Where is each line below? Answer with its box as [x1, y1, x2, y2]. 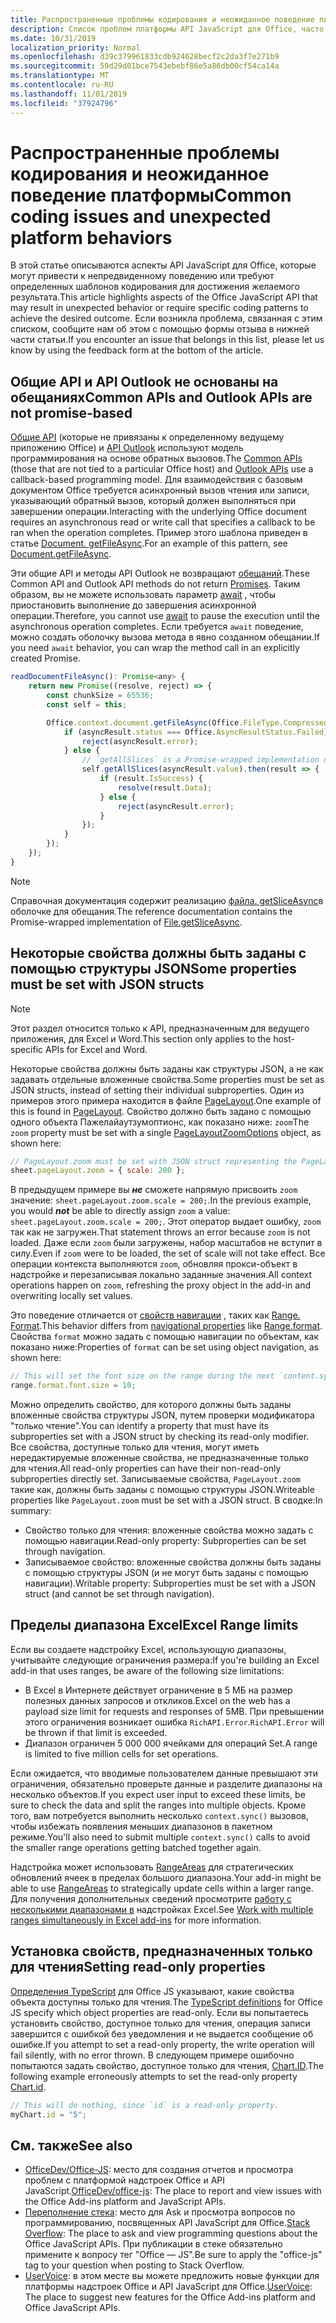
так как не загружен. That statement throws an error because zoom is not [10, 1226, 311, 1238]
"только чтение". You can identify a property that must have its [10, 1420, 269, 1432]
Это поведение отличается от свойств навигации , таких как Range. [10, 1309, 301, 1321]
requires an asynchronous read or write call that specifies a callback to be [10, 516, 316, 528]
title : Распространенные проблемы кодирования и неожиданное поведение [10, 14, 315, 25]
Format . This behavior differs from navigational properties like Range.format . [10, 1320, 323, 1332]
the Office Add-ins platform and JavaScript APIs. [24, 2196, 227, 2208]
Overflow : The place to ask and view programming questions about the [24, 2227, 318, 2240]
